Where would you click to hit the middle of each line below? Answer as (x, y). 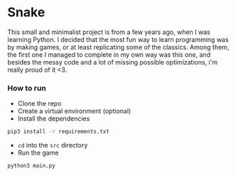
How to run (27, 88)
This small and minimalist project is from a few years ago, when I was (109, 32)
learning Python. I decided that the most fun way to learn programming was (118, 39)
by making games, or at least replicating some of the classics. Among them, (118, 47)
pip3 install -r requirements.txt (59, 132)
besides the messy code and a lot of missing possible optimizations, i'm (113, 62)
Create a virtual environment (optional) (74, 111)
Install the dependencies (54, 119)
